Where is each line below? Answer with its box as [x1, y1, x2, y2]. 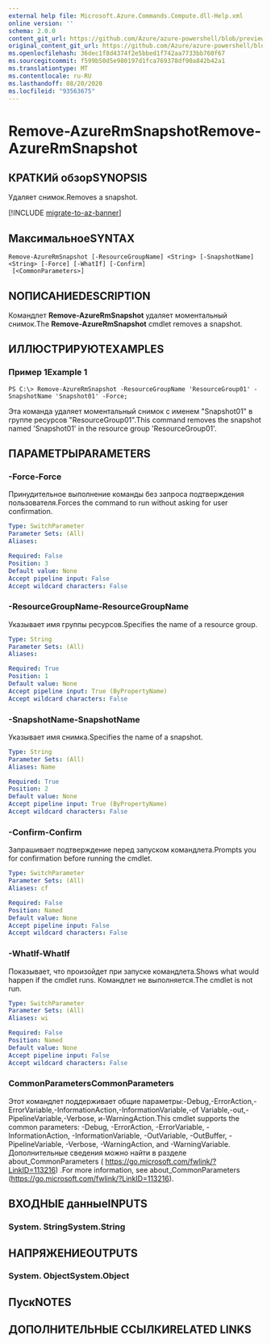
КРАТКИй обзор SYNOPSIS [8, 171, 148, 184]
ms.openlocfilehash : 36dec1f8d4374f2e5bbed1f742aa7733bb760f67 [8, 49, 226, 57]
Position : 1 [8, 672, 48, 680]
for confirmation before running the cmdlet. [8, 853, 153, 863]
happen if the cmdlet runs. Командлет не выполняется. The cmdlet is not [8, 975, 253, 984]
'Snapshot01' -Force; [55, 392, 128, 400]
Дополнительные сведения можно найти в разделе [8, 1148, 187, 1157]
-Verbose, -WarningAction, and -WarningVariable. [65, 1139, 231, 1148]
